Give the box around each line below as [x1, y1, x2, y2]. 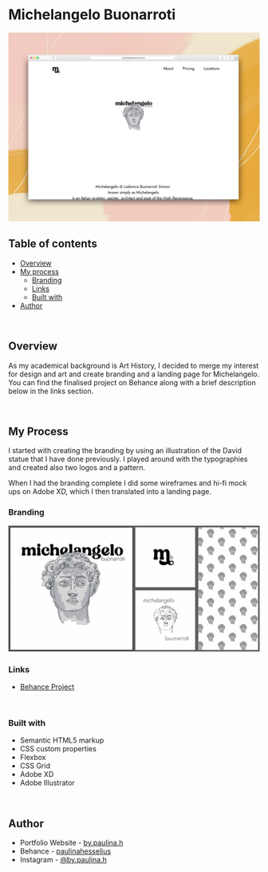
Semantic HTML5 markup [19, 735, 104, 745]
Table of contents [8, 237, 97, 251]
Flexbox [19, 753, 46, 763]
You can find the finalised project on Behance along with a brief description [8, 377, 257, 387]
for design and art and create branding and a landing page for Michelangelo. [8, 369, 260, 379]
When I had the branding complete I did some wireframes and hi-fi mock [8, 478, 247, 488]
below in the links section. [8, 386, 94, 396]
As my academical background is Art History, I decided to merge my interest [8, 360, 259, 370]
